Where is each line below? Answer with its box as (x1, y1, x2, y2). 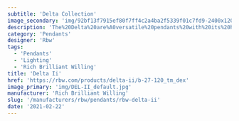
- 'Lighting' (14, 57, 53, 64)
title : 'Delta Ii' (7, 70, 62, 77)
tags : (7, 43, 23, 51)
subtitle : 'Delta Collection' (7, 10, 97, 18)
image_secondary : (7, 17, 59, 24)
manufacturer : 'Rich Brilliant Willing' (7, 90, 129, 97)
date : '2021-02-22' (7, 103, 65, 110)
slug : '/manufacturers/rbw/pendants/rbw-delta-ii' (7, 97, 161, 104)
